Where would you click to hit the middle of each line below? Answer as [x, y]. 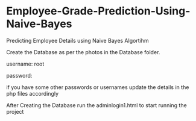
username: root [25, 64]
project [15, 111]
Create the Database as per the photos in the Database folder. [83, 52]
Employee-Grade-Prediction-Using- [98, 11]
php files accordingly [33, 93]
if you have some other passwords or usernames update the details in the [98, 87]
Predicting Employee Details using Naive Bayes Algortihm [77, 40]
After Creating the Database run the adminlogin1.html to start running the [96, 105]
